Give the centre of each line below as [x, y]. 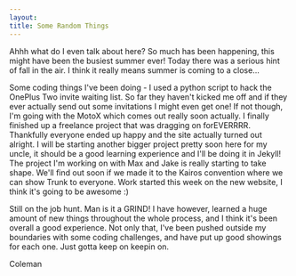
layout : [24, 17]
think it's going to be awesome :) [69, 191]
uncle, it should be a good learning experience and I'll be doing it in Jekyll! [145, 153]
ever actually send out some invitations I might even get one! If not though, [146, 106]
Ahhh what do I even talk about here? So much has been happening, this [142, 51]
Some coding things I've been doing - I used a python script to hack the [141, 87]
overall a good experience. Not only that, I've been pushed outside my [138, 227]
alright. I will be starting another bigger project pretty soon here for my [139, 144]
